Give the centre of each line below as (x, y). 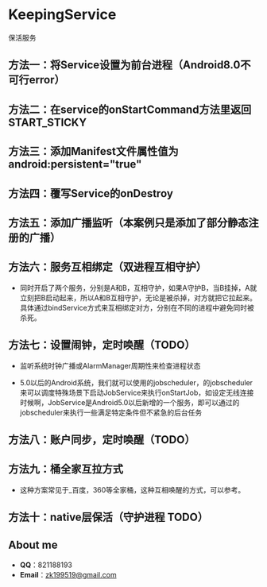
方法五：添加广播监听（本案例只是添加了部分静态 (128, 223)
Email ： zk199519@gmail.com (68, 574)
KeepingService (62, 15)
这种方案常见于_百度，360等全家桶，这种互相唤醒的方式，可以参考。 (132, 489)
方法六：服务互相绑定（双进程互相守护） (107, 267)
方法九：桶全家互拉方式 (66, 469)
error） (47, 80)
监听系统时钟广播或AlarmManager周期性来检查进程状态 (110, 365)
